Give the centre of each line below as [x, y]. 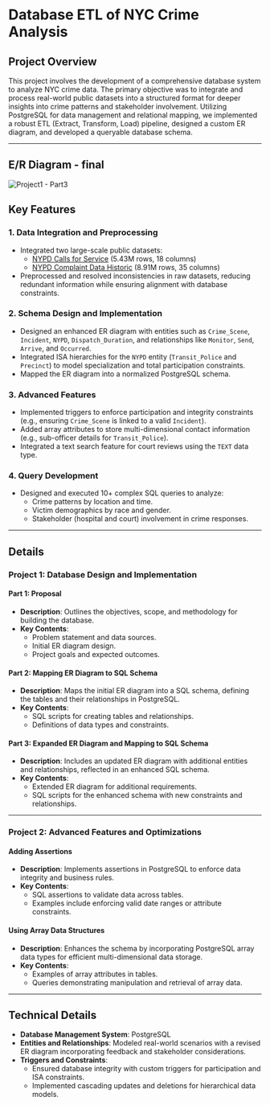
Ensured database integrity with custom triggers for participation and [146, 1069]
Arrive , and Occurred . [55, 348]
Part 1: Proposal [35, 594]
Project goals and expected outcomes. [96, 654]
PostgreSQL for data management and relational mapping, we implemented [133, 115]
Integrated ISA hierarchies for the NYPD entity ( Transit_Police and [128, 356]
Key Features [42, 209]
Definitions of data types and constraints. [100, 725]
